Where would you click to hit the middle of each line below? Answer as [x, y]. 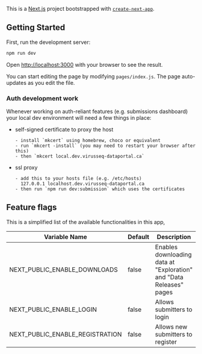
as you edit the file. [51, 82]
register [166, 341]
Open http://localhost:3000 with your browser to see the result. [85, 64]
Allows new [171, 326]
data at [165, 262]
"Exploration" [174, 269]
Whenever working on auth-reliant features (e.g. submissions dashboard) [97, 111]
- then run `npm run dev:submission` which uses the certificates [100, 189]
